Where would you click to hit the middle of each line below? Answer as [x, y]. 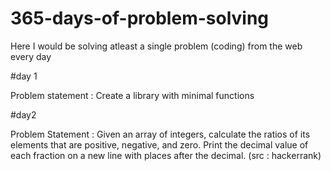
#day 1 [24, 76]
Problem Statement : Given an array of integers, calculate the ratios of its [160, 134]
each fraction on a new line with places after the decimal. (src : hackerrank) [166, 155]
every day [31, 56]
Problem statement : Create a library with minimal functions [132, 95]
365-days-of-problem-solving [140, 18]
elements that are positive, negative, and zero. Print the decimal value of [159, 144]
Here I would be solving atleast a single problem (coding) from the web [156, 46]
